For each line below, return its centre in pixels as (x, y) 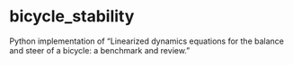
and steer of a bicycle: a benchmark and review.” (100, 50)
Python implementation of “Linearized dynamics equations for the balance (147, 41)
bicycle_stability (72, 16)
